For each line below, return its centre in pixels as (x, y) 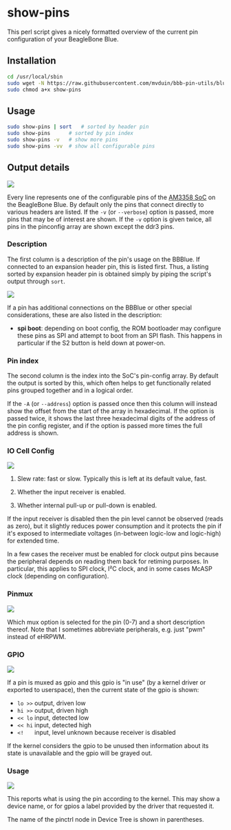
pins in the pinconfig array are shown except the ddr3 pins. (91, 226)
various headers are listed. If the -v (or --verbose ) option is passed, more (111, 212)
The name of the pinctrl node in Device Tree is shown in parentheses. (106, 820)
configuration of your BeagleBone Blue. (63, 39)
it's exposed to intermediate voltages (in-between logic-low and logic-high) (114, 534)
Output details (38, 168)
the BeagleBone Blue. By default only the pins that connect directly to (106, 204)
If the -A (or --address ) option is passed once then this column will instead (112, 404)
